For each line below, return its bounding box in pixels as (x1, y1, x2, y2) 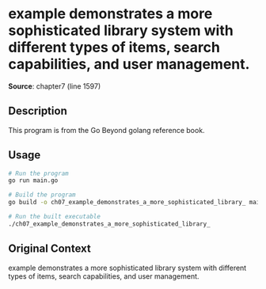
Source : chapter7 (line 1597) (8, 81, 101, 91)
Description (8, 105, 67, 118)
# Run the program (8, 169, 69, 177)
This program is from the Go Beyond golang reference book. (8, 125, 205, 135)
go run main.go (8, 177, 59, 184)
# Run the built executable (8, 213, 101, 221)
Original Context (8, 242, 91, 256)
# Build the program (8, 191, 77, 199)
